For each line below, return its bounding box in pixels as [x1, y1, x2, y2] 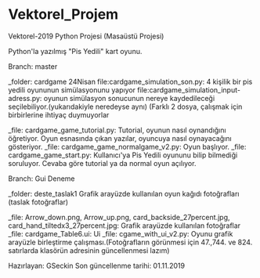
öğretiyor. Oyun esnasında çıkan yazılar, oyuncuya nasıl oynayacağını [8, 133, 233, 143]
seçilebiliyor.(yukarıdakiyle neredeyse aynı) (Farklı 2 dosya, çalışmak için [8, 102, 243, 111]
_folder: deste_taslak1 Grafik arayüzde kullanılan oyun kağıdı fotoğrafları [8, 189, 240, 198]
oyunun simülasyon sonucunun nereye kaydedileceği [43, 93, 215, 103]
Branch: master [8, 61, 58, 71]
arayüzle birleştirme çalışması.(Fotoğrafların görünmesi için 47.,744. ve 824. [8, 237, 253, 247]
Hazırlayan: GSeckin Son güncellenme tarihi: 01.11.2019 [8, 261, 186, 270]
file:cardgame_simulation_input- [136, 85, 241, 95]
